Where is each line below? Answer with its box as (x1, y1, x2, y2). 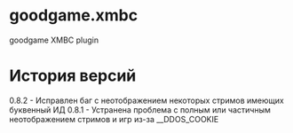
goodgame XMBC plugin (9, 35, 99, 45)
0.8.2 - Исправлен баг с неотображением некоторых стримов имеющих (9, 95, 284, 106)
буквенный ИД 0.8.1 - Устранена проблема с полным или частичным (9, 104, 271, 115)
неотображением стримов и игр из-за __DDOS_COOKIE (9, 113, 219, 124)
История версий (9, 66, 137, 86)
